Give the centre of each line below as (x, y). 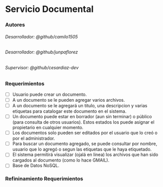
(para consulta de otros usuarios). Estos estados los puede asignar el (83, 122)
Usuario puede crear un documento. (49, 94)
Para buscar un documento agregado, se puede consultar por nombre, (85, 144)
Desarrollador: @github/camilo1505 (41, 36)
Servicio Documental (49, 9)
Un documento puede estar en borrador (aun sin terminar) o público (82, 117)
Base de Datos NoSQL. (36, 166)
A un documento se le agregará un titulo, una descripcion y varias (80, 106)
